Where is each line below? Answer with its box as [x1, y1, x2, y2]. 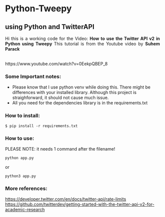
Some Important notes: [5, 73, 61, 80]
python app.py [5, 155, 34, 160]
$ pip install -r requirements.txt [5, 124, 78, 128]
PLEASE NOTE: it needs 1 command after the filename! [5, 146, 115, 152]
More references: [5, 185, 48, 192]
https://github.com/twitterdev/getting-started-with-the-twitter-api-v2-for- [5, 201, 155, 207]
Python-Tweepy [5, 3, 72, 14]
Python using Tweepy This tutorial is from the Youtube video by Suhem [5, 41, 160, 47]
